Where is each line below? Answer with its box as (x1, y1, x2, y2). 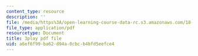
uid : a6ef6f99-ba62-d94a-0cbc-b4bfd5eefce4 (6, 41, 115, 47)
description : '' (6, 14, 46, 20)
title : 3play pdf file (6, 36, 62, 41)
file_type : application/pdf (6, 24, 75, 31)
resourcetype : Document (6, 30, 65, 36)
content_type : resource (6, 8, 65, 15)
